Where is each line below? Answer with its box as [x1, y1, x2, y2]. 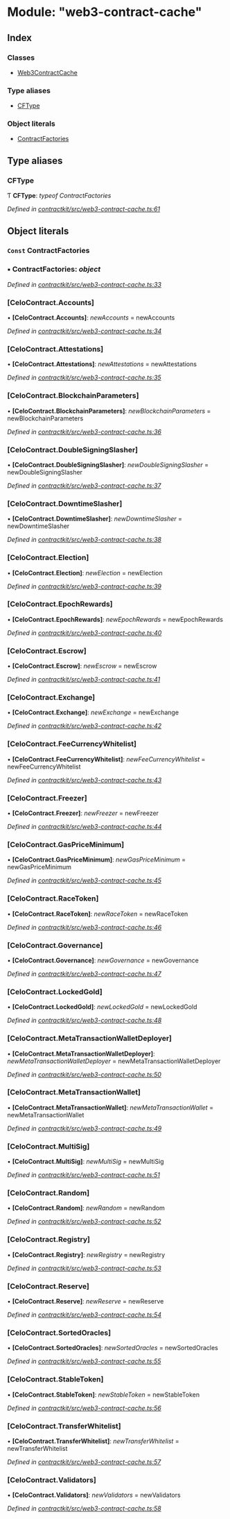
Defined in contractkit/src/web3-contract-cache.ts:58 [7, 1504, 161, 1513]
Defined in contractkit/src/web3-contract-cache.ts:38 [7, 536, 161, 544]
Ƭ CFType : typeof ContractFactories [7, 192, 112, 200]
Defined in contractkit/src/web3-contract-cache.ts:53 [7, 1264, 161, 1272]
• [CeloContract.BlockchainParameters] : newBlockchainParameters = [7, 407, 211, 415]
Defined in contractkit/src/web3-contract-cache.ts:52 [7, 1217, 161, 1226]
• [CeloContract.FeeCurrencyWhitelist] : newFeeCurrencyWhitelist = [7, 755, 206, 763]
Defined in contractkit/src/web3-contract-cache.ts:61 [7, 205, 161, 213]
